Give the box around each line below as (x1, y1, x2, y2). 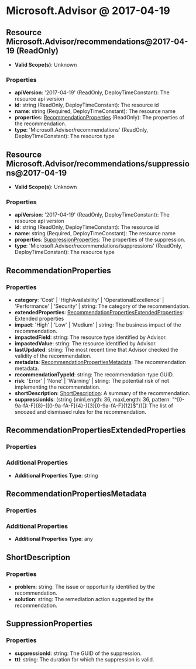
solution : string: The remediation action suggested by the (14, 596, 154, 602)
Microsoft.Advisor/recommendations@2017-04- (6, 36, 188, 46)
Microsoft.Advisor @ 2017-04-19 (6, 4, 171, 18)
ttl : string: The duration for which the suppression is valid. (14, 656, 154, 663)
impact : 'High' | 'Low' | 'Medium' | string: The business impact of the (14, 321, 181, 328)
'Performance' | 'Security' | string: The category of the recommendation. (14, 303, 190, 310)
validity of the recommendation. (14, 352, 92, 359)
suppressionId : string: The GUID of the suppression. (14, 650, 142, 657)
